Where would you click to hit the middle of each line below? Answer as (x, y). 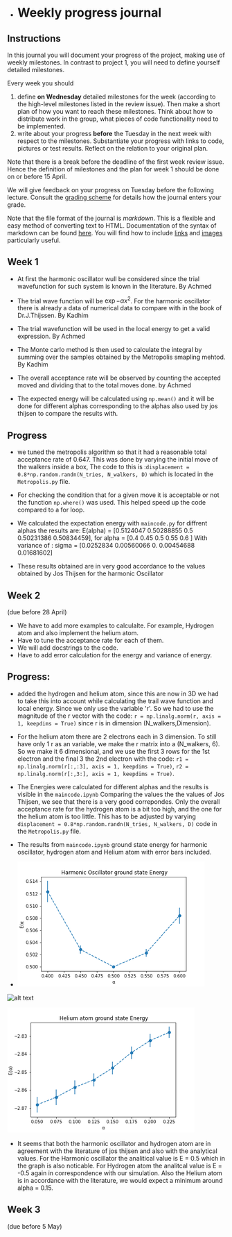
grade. (17, 205)
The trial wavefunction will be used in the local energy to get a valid (114, 329)
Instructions (34, 39)
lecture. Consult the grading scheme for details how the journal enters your (114, 197)
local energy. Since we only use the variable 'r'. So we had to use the (115, 708)
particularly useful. (34, 240)
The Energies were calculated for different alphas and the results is (113, 786)
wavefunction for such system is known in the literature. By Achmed (115, 286)
